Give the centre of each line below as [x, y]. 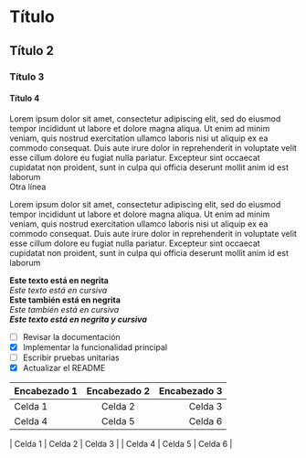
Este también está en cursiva [64, 309]
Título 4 [25, 99]
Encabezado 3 [190, 390]
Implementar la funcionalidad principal [95, 347]
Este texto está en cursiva [58, 290]
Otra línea [28, 186]
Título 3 [27, 77]
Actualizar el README [64, 367]
